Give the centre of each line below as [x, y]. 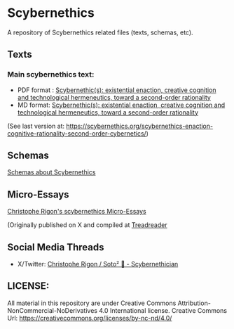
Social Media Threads [56, 247]
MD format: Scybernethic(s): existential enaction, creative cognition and [121, 105]
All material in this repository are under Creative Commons [92, 303]
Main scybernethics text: [51, 75]
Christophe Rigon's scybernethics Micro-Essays [77, 212]
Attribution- [194, 303]
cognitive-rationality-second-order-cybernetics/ [77, 133]
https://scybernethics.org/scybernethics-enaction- [140, 126]
